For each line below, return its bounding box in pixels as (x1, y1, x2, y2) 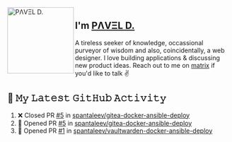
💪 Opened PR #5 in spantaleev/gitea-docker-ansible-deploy (17, 119, 192, 127)
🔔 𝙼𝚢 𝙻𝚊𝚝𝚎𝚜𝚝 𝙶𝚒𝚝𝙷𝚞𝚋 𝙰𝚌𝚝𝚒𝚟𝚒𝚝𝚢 (7, 92, 167, 105)
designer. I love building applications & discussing (75, 53, 221, 62)
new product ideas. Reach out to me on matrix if (75, 61, 216, 69)
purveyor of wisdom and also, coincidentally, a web (75, 46, 225, 54)
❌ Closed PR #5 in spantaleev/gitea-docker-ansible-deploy (17, 111, 190, 119)
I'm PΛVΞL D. (75, 20, 135, 32)
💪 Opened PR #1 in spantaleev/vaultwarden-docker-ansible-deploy (17, 126, 213, 135)
